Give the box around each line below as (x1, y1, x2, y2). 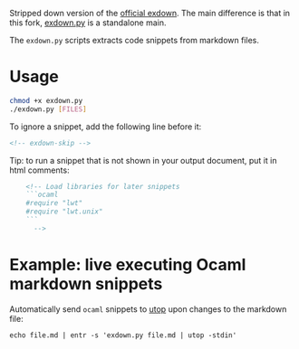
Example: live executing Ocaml (9, 255, 246, 275)
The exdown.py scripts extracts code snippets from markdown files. (9, 35, 260, 45)
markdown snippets (9, 274, 163, 294)
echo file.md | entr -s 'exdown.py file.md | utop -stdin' (9, 330, 237, 340)
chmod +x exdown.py (9, 96, 83, 105)
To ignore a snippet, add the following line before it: (9, 121, 202, 132)
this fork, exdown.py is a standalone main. (9, 17, 167, 28)
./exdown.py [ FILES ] (9, 104, 88, 114)
